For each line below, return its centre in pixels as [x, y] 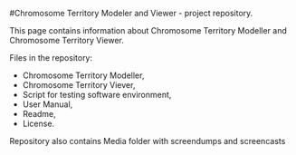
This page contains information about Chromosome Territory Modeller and [148, 30]
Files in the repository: [51, 58]
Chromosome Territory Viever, [79, 85]
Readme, [39, 114]
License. [38, 123]
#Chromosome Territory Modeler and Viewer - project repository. [131, 13]
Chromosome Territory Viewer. [67, 40]
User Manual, [48, 104]
